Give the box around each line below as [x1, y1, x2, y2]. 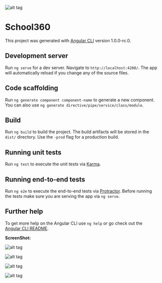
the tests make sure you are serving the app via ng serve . [5, 194, 120, 199]
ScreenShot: [5, 235, 31, 241]
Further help [5, 207, 44, 216]
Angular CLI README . [5, 225, 49, 231]
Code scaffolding [5, 84, 58, 92]
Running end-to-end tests [5, 175, 85, 183]
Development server [5, 52, 68, 60]
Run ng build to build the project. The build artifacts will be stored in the [5, 129, 149, 135]
